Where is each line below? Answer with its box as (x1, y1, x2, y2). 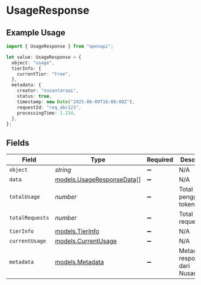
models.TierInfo (54, 227, 100, 236)
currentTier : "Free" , (17, 71, 71, 77)
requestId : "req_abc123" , (17, 104, 82, 110)
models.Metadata (54, 258, 104, 266)
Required (147, 155, 173, 164)
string (54, 166, 72, 174)
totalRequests (9, 214, 50, 221)
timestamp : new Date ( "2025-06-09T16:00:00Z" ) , (17, 98, 135, 105)
